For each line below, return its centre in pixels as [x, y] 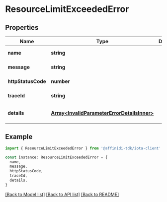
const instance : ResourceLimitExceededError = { [56, 157]
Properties [22, 28]
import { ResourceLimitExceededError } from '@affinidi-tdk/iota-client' [83, 148]
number [60, 81]
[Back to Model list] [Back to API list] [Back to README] [62, 194]
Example [19, 137]
